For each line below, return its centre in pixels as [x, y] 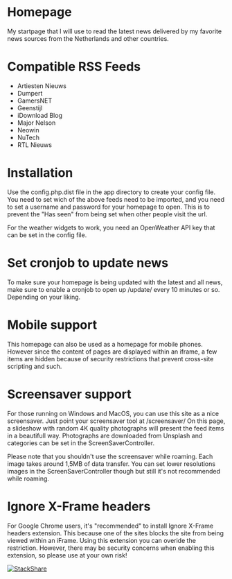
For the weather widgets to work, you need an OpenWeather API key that [111, 227]
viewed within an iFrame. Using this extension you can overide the [101, 540]
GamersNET [35, 101]
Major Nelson [36, 123]
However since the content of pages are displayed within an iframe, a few [112, 352]
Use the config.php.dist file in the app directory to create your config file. [111, 192]
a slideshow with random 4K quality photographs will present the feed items [116, 428]
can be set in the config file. [47, 235]
